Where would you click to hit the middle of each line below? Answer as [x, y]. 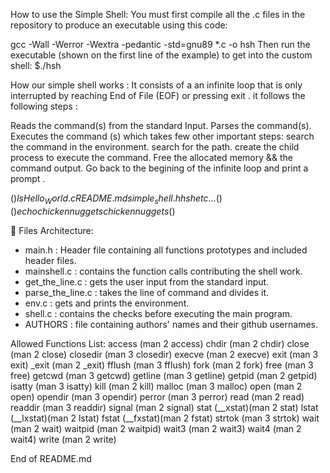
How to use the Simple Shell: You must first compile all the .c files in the [158, 14]
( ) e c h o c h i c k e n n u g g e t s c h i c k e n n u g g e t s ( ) [93, 211]
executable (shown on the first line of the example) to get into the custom [161, 55]
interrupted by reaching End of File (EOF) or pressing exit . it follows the [158, 95]
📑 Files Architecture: [52, 230]
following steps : [44, 106]
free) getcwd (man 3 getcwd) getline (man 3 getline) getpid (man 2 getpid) [164, 375]
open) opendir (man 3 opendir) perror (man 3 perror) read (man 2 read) [157, 396]
